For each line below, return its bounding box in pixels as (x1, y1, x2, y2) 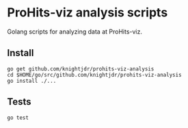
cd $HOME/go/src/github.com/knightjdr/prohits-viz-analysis (7, 71, 183, 78)
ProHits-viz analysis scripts (7, 5, 168, 21)
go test (7, 114, 29, 121)
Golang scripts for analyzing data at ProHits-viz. (7, 27, 142, 36)
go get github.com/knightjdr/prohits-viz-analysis (7, 65, 155, 73)
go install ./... (7, 77, 57, 84)
